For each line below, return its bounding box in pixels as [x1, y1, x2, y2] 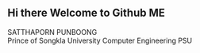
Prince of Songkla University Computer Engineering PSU [7, 36, 193, 45]
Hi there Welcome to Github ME [7, 6, 166, 20]
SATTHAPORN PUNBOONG [7, 27, 98, 36]
